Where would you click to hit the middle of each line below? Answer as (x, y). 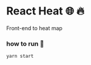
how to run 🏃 (25, 43)
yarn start (20, 56)
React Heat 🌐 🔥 (45, 11)
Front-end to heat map (34, 28)
